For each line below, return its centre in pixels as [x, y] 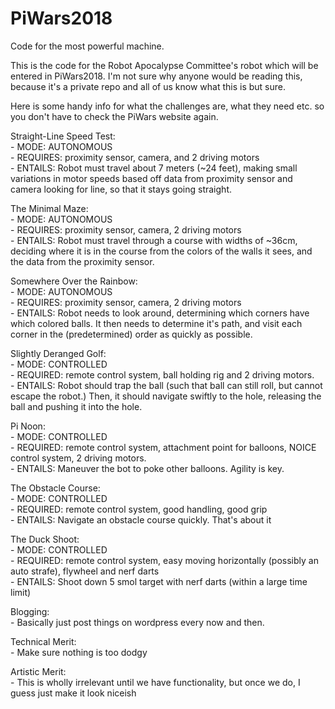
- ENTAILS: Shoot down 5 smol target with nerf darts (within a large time [159, 581]
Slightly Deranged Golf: [58, 353]
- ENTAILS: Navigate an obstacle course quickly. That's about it [141, 519]
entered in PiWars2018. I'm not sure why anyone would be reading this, [156, 76]
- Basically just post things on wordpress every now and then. [137, 622]
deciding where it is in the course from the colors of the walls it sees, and [161, 251]
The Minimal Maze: [49, 208]
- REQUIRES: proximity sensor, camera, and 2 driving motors [135, 157]
